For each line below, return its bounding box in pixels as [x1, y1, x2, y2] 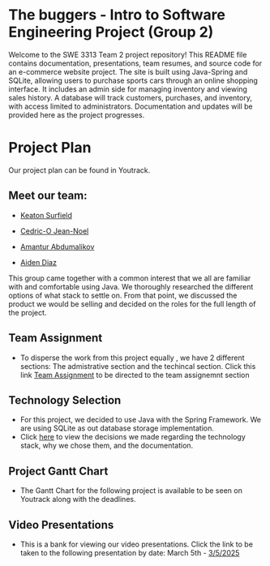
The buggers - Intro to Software [8, 6, 225, 24]
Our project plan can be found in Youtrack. [8, 165, 151, 175]
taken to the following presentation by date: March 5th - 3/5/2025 [19, 547, 240, 557]
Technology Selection [8, 393, 122, 407]
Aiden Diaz [19, 257, 57, 267]
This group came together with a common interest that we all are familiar [8, 273, 251, 283]
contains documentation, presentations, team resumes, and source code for [8, 58, 263, 68]
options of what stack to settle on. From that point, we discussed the [8, 290, 238, 300]
